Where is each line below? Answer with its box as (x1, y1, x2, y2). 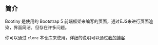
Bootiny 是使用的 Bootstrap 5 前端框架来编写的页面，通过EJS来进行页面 (5, 18, 149, 24)
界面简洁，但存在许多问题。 (13, 24, 69, 30)
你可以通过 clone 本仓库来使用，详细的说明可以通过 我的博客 (5, 34, 125, 40)
